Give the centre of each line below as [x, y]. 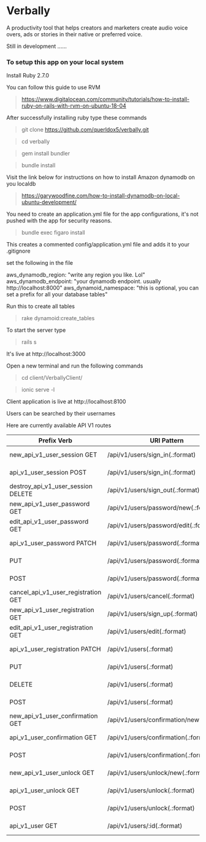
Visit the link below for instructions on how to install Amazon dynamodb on [101, 177]
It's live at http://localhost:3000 [46, 354]
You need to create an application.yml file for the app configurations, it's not [102, 214]
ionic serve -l [38, 390]
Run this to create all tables [41, 306]
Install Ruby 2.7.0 [28, 76]
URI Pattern [167, 441]
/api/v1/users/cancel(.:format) [151, 596]
